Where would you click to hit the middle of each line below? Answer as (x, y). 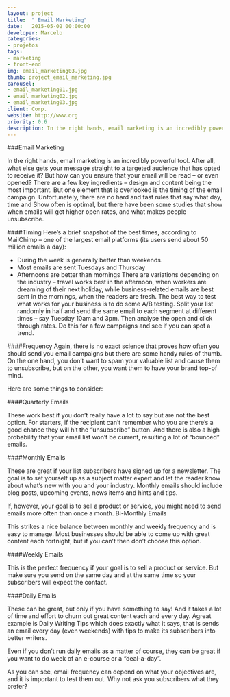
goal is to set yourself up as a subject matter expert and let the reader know (114, 478)
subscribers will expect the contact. (57, 583)
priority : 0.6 (27, 122)
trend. (25, 333)
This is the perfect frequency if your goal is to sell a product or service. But (113, 568)
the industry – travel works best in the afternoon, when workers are (112, 282)
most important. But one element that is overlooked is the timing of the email (115, 190)
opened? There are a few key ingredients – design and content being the (110, 183)
